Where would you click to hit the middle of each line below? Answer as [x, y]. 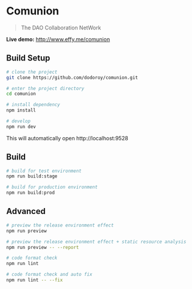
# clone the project [32, 72]
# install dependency [33, 105]
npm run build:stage [32, 176]
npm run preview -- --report [43, 247]
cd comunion [21, 94]
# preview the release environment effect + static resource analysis [96, 242]
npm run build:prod [31, 193]
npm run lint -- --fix [34, 280]
